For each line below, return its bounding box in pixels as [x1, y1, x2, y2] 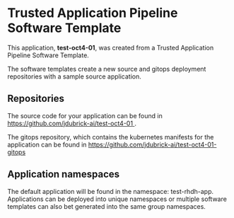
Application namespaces [7, 168, 120, 180]
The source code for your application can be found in [7, 111, 163, 120]
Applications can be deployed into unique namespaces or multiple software [7, 195, 228, 203]
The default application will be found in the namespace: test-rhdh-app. [7, 187, 214, 195]
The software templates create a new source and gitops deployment [7, 64, 206, 73]
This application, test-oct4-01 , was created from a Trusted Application [7, 43, 214, 52]
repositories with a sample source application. [7, 72, 141, 81]
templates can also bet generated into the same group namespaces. [7, 202, 206, 210]
